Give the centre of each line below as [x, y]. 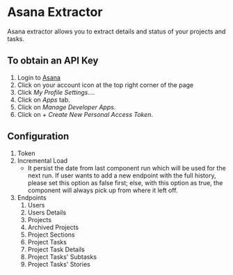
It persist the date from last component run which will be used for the [127, 168]
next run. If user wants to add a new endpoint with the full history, [122, 175]
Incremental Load [42, 160]
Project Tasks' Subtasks [62, 257]
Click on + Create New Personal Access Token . [85, 114]
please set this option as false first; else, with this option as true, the [125, 182]
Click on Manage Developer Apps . [66, 107]
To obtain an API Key [53, 61]
